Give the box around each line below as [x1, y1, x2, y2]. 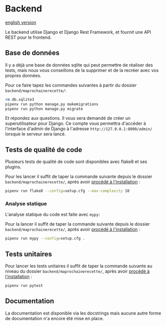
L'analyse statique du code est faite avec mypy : [5, 212, 100, 218]
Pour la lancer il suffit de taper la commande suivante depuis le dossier [5, 221, 150, 227]
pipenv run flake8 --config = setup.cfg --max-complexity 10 [5, 188, 130, 194]
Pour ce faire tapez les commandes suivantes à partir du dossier [5, 82, 137, 88]
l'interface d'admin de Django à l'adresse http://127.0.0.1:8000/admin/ [5, 126, 153, 132]
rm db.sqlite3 [5, 97, 35, 102]
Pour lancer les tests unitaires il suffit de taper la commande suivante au [5, 263, 153, 269]
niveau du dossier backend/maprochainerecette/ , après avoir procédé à [5, 268, 150, 274]
